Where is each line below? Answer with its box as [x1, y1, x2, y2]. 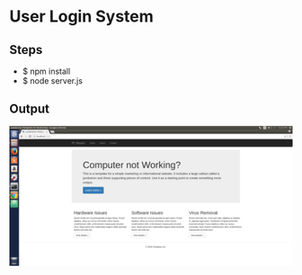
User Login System [9, 6, 155, 27]
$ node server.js [22, 75, 84, 86]
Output [9, 102, 49, 117]
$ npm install [22, 66, 71, 76]
